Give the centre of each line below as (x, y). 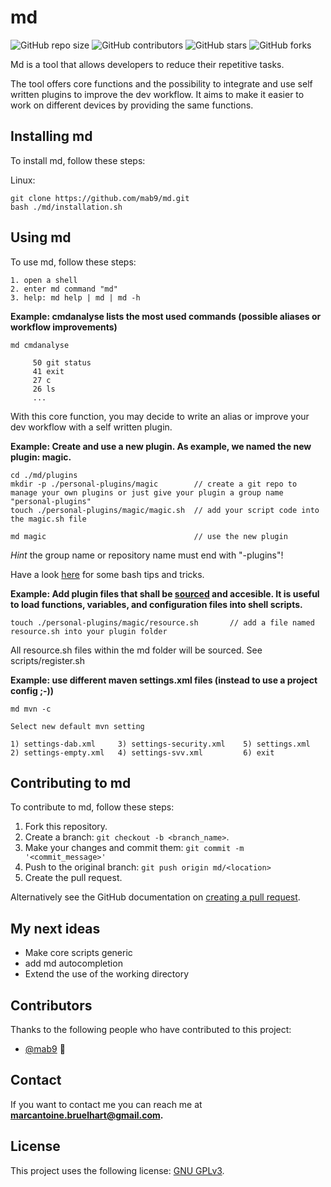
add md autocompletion (73, 963)
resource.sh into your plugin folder (89, 631)
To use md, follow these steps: (73, 262)
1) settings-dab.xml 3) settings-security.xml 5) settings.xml (160, 744)
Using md (41, 237)
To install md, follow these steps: (78, 160)
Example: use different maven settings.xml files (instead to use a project (164, 680)
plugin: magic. (41, 457)
